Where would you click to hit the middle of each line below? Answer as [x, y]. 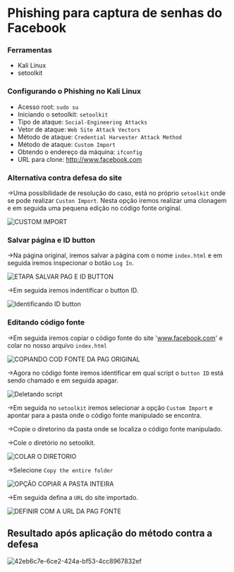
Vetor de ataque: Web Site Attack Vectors [79, 129]
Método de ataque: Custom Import [67, 144]
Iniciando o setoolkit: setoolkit [63, 114]
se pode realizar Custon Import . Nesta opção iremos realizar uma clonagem [117, 201]
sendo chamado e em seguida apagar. [63, 380]
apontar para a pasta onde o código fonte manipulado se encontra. [105, 415]
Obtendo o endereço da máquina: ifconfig [80, 152]
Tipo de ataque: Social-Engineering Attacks [82, 122]
